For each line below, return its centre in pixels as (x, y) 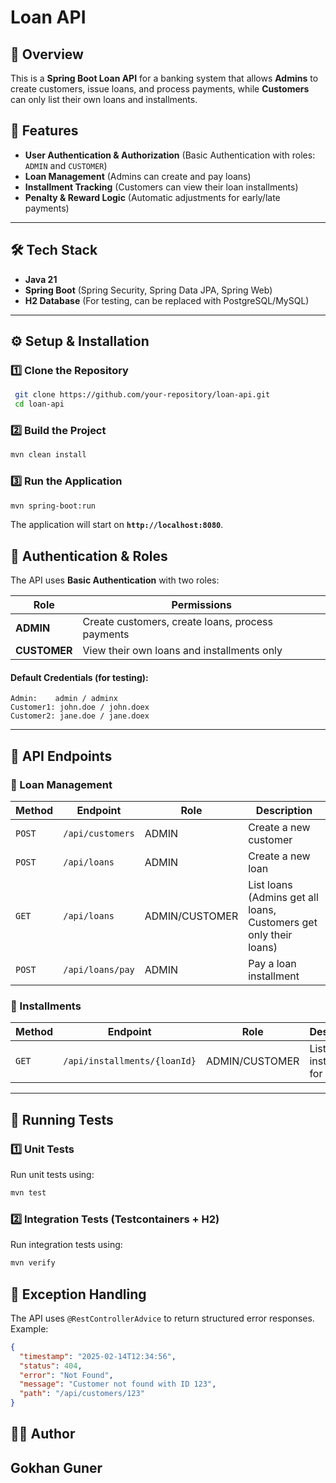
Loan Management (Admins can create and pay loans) (138, 176)
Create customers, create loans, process (177, 622)
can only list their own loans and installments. (104, 99)
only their (270, 935)
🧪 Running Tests (62, 1119)
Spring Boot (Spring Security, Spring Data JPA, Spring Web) (148, 290)
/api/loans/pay (99, 970)
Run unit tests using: (52, 1175)
